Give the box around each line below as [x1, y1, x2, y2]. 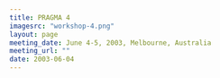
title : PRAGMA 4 [9, 13, 70, 22]
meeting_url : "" [9, 47, 70, 56]
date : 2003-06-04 [9, 55, 75, 64]
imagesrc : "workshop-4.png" [9, 22, 115, 30]
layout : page [9, 30, 59, 39]
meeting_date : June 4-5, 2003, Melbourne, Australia [9, 38, 212, 48]
